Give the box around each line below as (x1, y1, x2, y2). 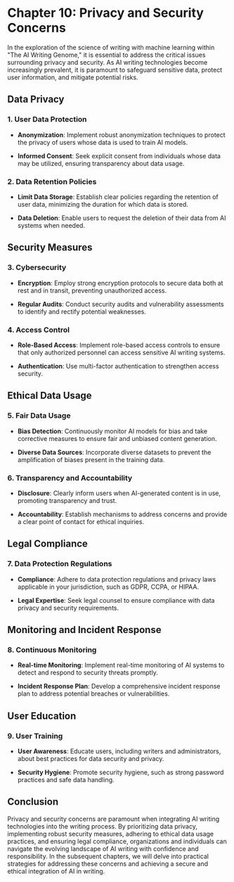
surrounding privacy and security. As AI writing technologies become (7, 58, 208, 66)
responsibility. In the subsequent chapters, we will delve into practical (7, 852, 209, 860)
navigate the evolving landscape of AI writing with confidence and (7, 844, 199, 852)
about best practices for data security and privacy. (17, 754, 164, 762)
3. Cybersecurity (7, 262, 67, 272)
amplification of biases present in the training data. (17, 455, 165, 464)
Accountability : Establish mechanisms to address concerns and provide (17, 510, 228, 518)
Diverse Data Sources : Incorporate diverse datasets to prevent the (17, 448, 212, 456)
